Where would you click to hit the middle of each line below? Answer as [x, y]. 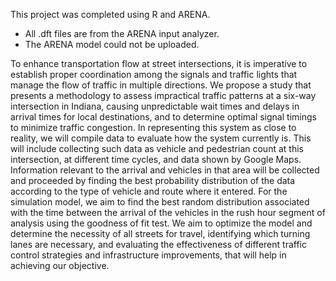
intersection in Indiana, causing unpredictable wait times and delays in [155, 106]
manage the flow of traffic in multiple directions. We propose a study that [161, 85]
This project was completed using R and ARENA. [110, 14]
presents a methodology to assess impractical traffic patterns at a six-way [163, 95]
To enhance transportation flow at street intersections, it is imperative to [159, 63]
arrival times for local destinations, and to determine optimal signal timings [163, 117]
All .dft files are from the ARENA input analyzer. [122, 33]
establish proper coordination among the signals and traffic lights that [154, 74]
